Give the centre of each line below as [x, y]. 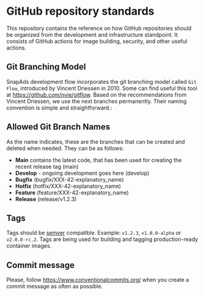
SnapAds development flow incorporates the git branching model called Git [101, 81]
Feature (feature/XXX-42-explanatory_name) [72, 192]
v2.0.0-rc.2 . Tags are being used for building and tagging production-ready [102, 239]
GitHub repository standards [80, 11]
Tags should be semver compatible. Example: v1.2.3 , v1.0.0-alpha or [94, 233]
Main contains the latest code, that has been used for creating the [98, 160]
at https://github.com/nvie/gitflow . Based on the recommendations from [97, 94]
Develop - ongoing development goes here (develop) [82, 173]
